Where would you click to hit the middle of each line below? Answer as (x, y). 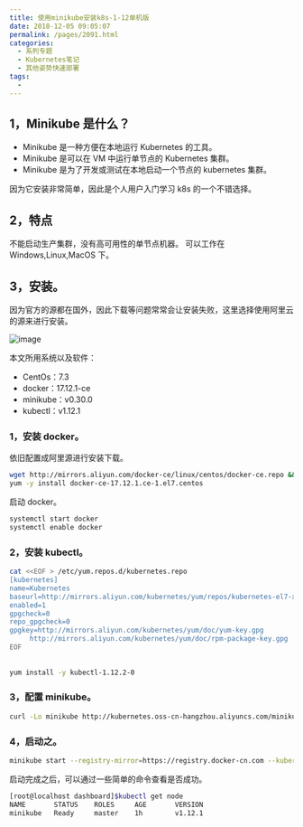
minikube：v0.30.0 (57, 399)
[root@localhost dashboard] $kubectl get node (96, 796)
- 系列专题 (35, 52)
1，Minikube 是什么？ (70, 124)
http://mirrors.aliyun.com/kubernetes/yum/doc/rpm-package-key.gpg (159, 639)
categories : (32, 43)
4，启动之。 (36, 741)
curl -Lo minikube (44, 716)
